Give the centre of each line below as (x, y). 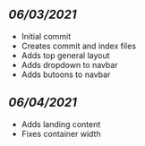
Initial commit (46, 36)
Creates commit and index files (78, 46)
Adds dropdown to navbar (69, 64)
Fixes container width (61, 133)
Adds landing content (61, 124)
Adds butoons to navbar (66, 74)
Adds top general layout (65, 55)
